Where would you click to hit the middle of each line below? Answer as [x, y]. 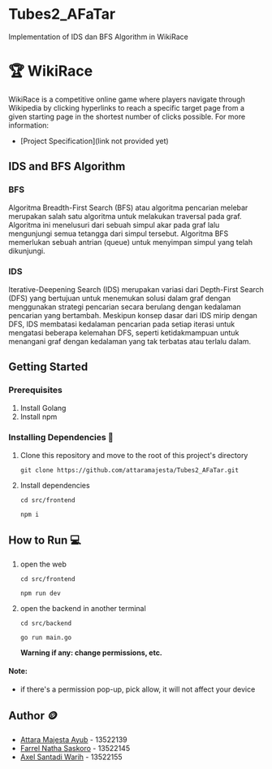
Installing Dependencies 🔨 [61, 438]
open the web [43, 564]
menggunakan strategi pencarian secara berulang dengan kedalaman [125, 307]
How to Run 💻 [45, 541]
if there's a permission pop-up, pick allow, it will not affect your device [138, 689]
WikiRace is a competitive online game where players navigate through [127, 99]
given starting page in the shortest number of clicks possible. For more [127, 116]
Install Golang [43, 408]
